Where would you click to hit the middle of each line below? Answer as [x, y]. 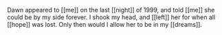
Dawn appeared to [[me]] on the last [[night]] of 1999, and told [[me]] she [111, 10]
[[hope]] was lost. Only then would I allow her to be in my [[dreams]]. [105, 24]
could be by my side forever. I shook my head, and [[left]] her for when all [111, 17]
